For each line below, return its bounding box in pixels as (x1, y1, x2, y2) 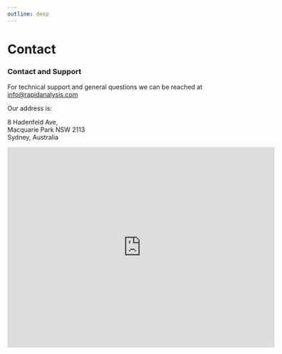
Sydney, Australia (7, 133, 59, 142)
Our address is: (7, 104, 52, 113)
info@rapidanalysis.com (7, 90, 78, 99)
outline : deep (7, 10, 50, 18)
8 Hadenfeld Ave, (7, 118, 58, 127)
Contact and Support (7, 66, 82, 76)
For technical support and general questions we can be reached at (7, 83, 203, 91)
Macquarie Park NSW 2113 (7, 125, 85, 134)
